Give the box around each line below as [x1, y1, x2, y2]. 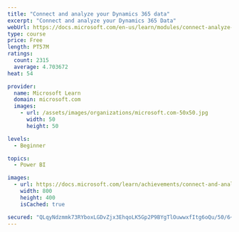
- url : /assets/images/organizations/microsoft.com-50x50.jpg [20, 110, 208, 117]
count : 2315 [14, 57, 50, 64]
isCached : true [20, 201, 65, 208]
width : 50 [26, 116, 55, 123]
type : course [7, 30, 46, 38]
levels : [7, 135, 31, 142]
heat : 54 [7, 70, 33, 77]
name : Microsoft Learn [14, 90, 81, 97]
